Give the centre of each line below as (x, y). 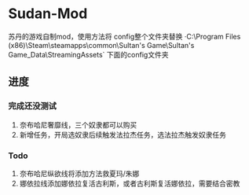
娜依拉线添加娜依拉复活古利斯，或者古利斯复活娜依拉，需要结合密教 (130, 183)
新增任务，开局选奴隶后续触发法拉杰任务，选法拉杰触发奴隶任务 (123, 134)
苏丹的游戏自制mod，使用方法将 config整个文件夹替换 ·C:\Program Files (124, 36)
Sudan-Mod (48, 14)
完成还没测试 (33, 106)
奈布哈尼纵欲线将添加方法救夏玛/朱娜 (79, 173)
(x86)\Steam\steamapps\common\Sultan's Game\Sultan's (101, 45)
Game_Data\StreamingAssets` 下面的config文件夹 (88, 54)
